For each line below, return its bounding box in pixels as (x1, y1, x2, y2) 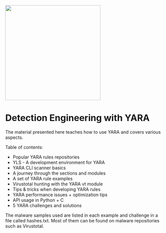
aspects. (5, 134, 23, 140)
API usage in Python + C (12, 197, 64, 203)
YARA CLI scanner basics (12, 165, 66, 171)
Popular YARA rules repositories (12, 154, 80, 160)
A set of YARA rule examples (12, 175, 73, 181)
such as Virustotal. (5, 223, 44, 229)
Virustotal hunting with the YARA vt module (12, 181, 103, 187)
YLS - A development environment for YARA (12, 159, 105, 165)
